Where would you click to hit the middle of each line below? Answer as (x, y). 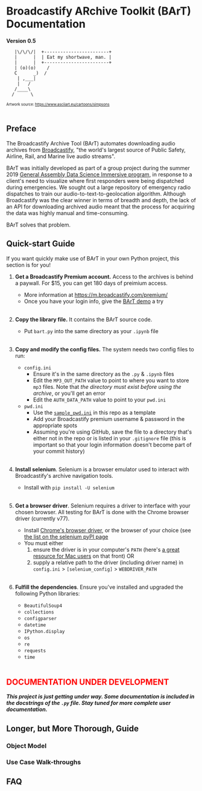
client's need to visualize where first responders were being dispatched (95, 180)
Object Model (27, 746)
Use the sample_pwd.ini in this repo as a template (94, 412)
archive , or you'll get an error (69, 393)
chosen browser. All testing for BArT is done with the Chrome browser (102, 512)
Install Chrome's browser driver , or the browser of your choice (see (107, 530)
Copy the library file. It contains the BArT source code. (84, 319)
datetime (35, 625)
